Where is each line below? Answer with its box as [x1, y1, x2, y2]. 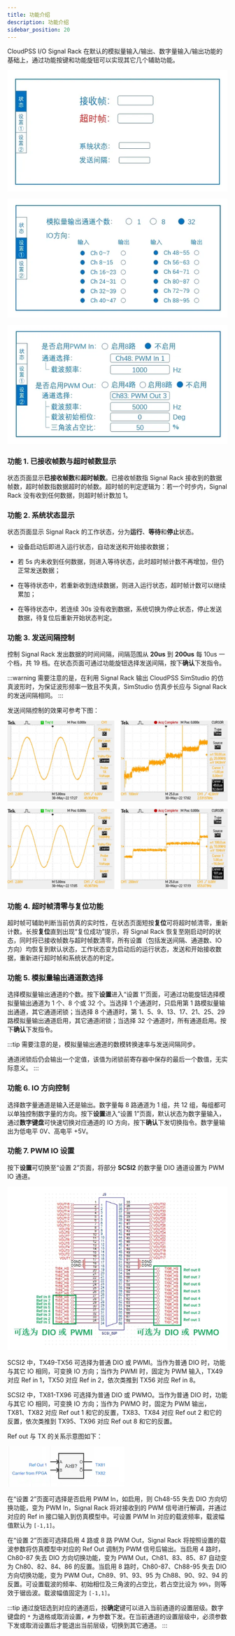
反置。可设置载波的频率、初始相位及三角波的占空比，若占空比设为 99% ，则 [7, 1580, 221, 1588]
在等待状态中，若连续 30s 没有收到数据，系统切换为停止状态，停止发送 [17, 605, 222, 614]
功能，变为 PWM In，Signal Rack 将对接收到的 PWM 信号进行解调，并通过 [13, 1503, 227, 1512]
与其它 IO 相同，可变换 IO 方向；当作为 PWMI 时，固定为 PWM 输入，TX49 [7, 1366, 223, 1376]
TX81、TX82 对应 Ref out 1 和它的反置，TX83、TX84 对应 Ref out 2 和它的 [7, 1408, 222, 1416]
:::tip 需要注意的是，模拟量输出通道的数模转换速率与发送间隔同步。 [7, 1040, 199, 1049]
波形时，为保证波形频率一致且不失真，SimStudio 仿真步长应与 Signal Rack [13, 682, 227, 691]
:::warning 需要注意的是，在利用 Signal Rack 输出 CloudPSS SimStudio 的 [7, 674, 218, 682]
